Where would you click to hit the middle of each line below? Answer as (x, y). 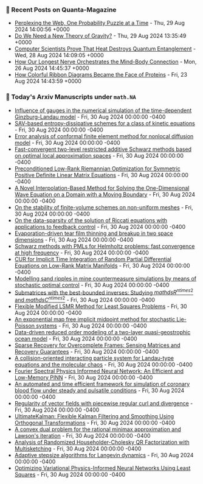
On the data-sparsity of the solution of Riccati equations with (91, 220)
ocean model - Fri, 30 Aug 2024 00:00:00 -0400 (76, 338)
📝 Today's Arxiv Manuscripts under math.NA (71, 97)
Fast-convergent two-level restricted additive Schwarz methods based (103, 149)
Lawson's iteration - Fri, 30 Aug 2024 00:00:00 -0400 (82, 435)
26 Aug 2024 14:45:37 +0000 (52, 68)
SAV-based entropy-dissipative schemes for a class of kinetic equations (105, 123)
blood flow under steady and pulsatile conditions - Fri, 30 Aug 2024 (99, 390)
